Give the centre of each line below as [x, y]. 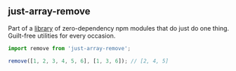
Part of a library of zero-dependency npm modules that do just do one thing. [119, 28]
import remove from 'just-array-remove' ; [70, 48]
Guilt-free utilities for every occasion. [62, 35]
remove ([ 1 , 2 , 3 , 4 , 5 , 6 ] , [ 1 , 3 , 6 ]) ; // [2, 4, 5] [88, 61]
